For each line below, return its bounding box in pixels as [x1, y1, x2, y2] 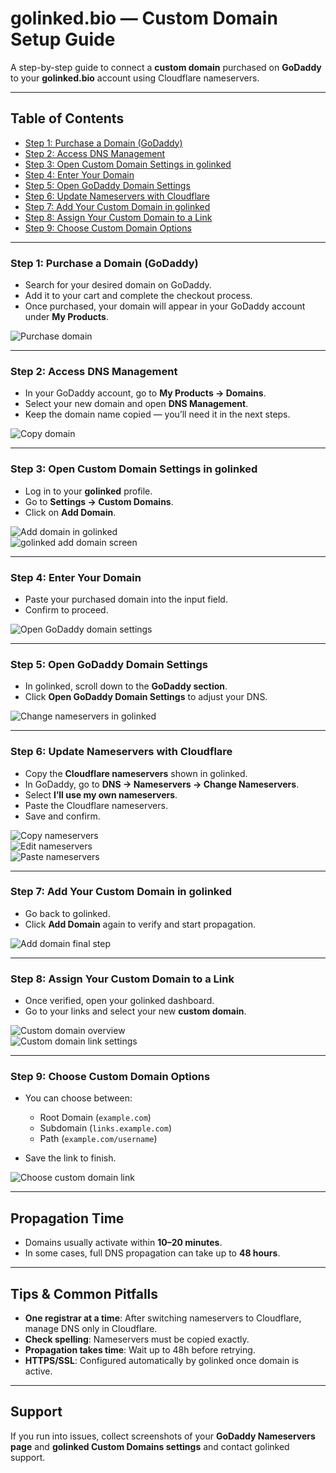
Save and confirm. [24, 810, 101, 822]
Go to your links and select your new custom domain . [24, 1005, 247, 1017]
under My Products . [24, 311, 109, 323]
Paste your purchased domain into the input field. [24, 593, 228, 605]
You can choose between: [24, 1092, 133, 1104]
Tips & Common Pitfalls [10, 1285, 159, 1302]
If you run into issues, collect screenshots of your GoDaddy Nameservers [10, 1430, 316, 1442]
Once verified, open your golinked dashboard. [24, 995, 215, 1007]
